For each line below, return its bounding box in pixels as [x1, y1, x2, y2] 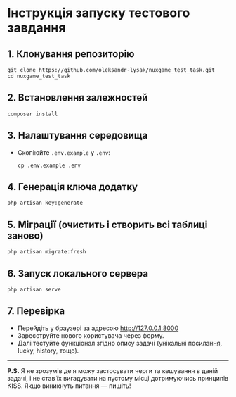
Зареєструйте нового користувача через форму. [17, 331, 164, 339]
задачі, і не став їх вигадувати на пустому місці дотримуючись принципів [7, 374, 229, 382]
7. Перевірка [7, 305, 65, 317]
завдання [7, 20, 66, 36]
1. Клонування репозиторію [7, 48, 135, 60]
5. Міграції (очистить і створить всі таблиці [7, 218, 208, 230]
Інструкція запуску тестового [7, 5, 190, 21]
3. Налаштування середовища [7, 130, 148, 141]
